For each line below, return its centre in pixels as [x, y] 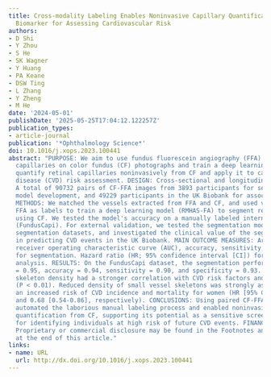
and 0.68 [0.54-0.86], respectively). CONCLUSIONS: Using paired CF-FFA [140, 300]
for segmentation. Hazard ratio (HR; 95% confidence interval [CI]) [133, 255]
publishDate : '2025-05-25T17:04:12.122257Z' [84, 121]
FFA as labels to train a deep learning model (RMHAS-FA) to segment [135, 210]
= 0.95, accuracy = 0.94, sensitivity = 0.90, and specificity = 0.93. [139, 271]
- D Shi [21, 38]
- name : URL [28, 353]
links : [19, 346]
